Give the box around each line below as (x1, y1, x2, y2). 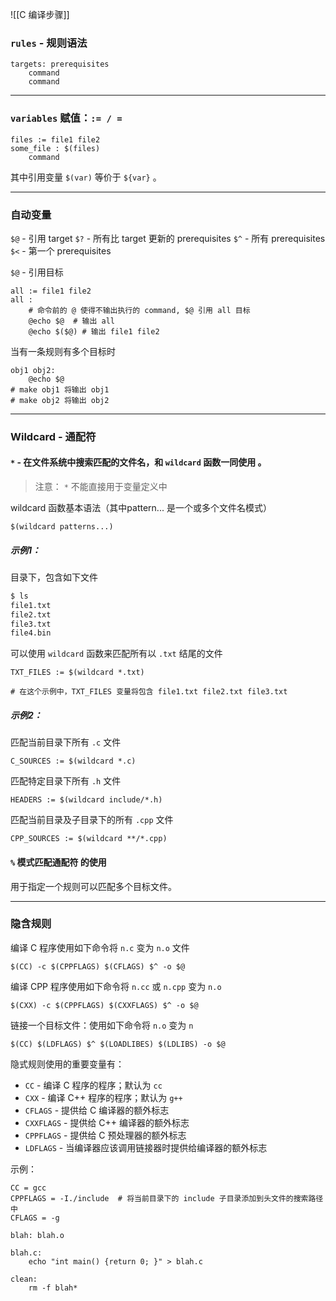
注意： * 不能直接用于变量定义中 (34, 481, 168, 493)
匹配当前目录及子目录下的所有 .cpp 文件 (10, 814, 174, 826)
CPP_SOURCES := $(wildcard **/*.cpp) (10, 834, 168, 844)
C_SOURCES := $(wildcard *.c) (10, 756, 137, 767)
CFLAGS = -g (10, 1213, 60, 1223)
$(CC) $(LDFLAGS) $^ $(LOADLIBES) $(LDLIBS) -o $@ (10, 1039, 226, 1049)
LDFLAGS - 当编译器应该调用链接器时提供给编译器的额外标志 (24, 1141, 268, 1153)
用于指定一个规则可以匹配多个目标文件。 (10, 880, 177, 892)
